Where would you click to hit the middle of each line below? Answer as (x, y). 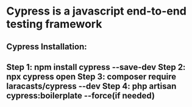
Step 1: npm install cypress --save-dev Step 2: (96, 67)
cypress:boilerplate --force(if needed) (81, 95)
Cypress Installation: (47, 47)
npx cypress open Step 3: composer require (91, 76)
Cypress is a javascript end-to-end (97, 11)
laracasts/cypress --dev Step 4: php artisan (91, 86)
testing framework (54, 24)
